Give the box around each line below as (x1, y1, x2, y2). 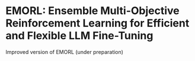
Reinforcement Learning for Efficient (5, 16, 190, 30)
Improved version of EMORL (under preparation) (5, 48, 124, 55)
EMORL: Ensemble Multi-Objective (5, 4, 180, 18)
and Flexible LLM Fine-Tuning (5, 29, 154, 42)
